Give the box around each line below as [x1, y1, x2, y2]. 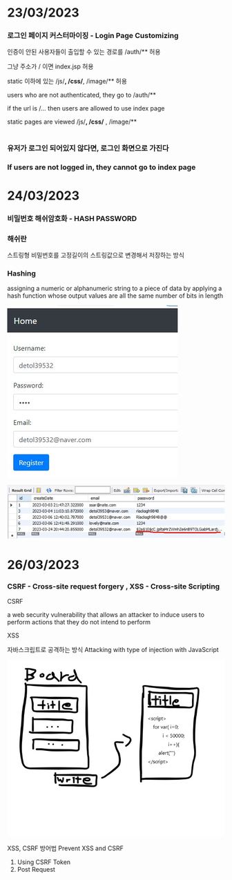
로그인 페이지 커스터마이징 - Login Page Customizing [7, 31, 179, 41]
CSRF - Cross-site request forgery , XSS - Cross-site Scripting [7, 582, 220, 591]
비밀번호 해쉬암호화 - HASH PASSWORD [7, 213, 137, 223]
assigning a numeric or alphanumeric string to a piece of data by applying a [7, 285, 222, 293]
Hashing [7, 268, 37, 278]
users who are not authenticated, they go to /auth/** [7, 91, 157, 99]
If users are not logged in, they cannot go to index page [7, 162, 196, 172]
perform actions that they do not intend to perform [7, 618, 151, 626]
